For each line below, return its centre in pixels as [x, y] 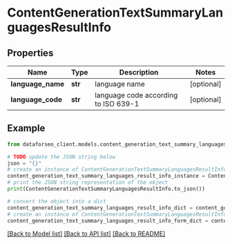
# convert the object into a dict [57, 201]
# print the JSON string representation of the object [88, 182]
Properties [30, 53]
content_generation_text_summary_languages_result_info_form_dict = [108, 220]
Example [26, 128]
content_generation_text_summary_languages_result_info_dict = [100, 208]
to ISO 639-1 [117, 104]
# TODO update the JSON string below [61, 157]
